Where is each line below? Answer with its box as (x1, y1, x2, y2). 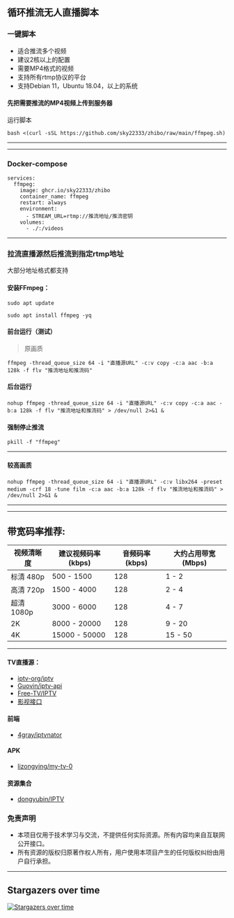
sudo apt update (7, 299, 54, 306)
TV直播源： (7, 658, 40, 666)
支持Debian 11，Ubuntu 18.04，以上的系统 (17, 81, 138, 89)
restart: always (19, 199, 68, 206)
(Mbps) (182, 558, 208, 568)
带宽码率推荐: (7, 525, 66, 537)
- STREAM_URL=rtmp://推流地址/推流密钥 (25, 213, 134, 220)
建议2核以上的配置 (17, 55, 71, 64)
